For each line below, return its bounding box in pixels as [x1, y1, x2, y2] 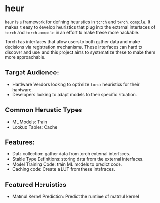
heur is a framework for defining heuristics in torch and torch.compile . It [5, 19, 151, 25]
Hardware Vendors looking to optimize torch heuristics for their [12, 81, 140, 87]
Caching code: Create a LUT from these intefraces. [12, 166, 116, 172]
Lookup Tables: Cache [12, 124, 58, 129]
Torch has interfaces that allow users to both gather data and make [5, 38, 140, 44]
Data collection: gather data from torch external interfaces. [12, 151, 131, 157]
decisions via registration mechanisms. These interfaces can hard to [5, 44, 142, 50]
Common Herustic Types [5, 106, 82, 114]
